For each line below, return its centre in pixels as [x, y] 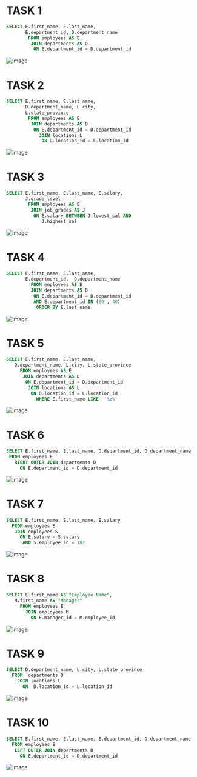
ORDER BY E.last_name [63, 307]
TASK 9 [25, 654]
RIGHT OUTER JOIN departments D [55, 462]
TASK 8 [25, 579]
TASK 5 [25, 343]
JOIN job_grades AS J [58, 210]
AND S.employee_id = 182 [54, 543]
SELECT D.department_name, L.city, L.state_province [74, 670]
